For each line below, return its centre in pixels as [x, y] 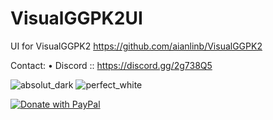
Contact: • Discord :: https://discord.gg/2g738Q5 [111, 65]
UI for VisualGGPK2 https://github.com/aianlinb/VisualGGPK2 [136, 46]
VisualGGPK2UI [76, 18]
